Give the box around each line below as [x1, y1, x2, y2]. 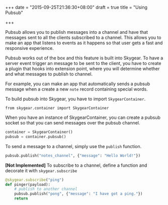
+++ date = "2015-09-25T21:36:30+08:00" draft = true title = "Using [5, 5, 147, 10]
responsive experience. [5, 45, 54, 51]
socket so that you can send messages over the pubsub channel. [5, 120, 140, 125]
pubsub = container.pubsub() [5, 134, 66, 139]
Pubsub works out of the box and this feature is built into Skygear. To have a [5, 55, 163, 61]
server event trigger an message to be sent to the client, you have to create [5, 60, 161, 66]
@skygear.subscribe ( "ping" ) [5, 177, 64, 182]
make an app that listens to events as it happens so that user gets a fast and [5, 40, 163, 46]
